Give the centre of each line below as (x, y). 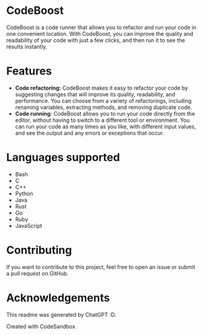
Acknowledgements (58, 298)
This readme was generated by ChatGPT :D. (61, 314)
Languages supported (63, 158)
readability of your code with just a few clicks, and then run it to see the (96, 40)
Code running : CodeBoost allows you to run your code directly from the (105, 113)
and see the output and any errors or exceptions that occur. (89, 133)
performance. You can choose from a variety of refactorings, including (103, 101)
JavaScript (29, 225)
